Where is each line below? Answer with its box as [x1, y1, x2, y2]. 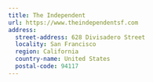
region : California [15, 48, 79, 55]
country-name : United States [15, 55, 111, 63]
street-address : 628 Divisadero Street [15, 33, 146, 41]
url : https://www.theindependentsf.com [8, 19, 139, 27]
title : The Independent [8, 11, 86, 20]
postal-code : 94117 [15, 62, 79, 70]
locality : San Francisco [15, 41, 97, 48]
